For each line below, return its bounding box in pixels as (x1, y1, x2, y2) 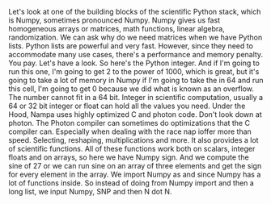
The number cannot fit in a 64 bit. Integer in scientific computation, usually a (8, 93, 264, 102)
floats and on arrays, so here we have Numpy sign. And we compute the (8, 152, 249, 162)
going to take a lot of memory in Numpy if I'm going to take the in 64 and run (8, 76, 264, 85)
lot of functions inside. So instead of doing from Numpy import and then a (8, 178, 255, 188)
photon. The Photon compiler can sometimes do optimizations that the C (8, 119, 251, 127)
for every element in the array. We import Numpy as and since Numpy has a (8, 169, 261, 179)
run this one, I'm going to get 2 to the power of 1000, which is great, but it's (8, 67, 260, 76)
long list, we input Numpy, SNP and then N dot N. (8, 187, 172, 196)
